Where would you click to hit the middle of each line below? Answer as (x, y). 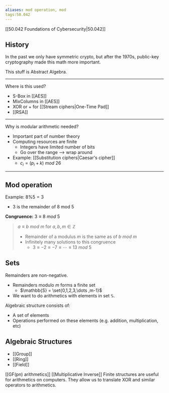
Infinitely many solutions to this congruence (70, 242)
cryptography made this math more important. (53, 62)
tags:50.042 (18, 15)
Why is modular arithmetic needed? (42, 127)
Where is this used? (26, 87)
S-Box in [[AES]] (29, 96)
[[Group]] (22, 354)
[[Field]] (21, 364)
